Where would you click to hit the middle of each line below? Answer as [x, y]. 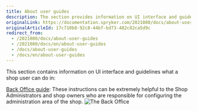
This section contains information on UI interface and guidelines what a [92, 71]
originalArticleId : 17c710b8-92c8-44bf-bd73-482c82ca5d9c [78, 28]
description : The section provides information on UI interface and [91, 17]
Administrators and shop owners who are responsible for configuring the [94, 95]
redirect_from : [25, 33]
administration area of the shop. [45, 101]
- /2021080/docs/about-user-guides [55, 39]
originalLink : [23, 22]
